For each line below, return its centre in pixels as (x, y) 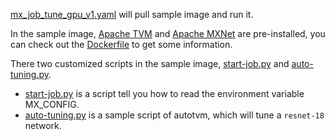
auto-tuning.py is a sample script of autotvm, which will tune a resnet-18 (174, 115)
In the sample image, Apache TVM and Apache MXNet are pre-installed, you (168, 33)
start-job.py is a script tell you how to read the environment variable (164, 93)
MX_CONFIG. (52, 104)
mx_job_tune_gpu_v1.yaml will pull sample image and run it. (132, 14)
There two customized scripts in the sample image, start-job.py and (150, 63)
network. (43, 125)
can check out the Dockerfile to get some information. (121, 44)
